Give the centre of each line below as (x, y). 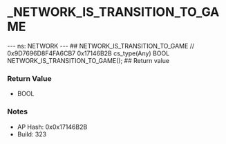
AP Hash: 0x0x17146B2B (52, 127)
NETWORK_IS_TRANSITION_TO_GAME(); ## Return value (88, 60)
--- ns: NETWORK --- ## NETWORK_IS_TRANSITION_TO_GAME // (101, 46)
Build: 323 (32, 134)
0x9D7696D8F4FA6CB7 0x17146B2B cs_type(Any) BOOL (88, 53)
